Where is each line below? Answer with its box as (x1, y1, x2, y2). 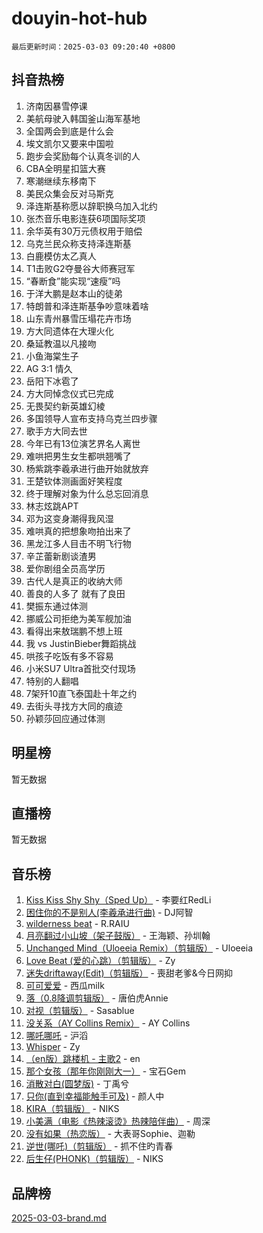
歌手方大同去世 (25, 425, 88, 437)
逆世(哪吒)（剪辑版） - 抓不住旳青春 (25, 1140, 174, 1152)
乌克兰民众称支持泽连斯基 (25, 237, 132, 249)
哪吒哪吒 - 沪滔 (25, 1030, 89, 1042)
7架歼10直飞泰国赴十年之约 (25, 687, 138, 699)
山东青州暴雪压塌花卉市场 (25, 312, 132, 324)
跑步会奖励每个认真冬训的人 (25, 150, 141, 162)
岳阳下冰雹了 (25, 375, 79, 387)
